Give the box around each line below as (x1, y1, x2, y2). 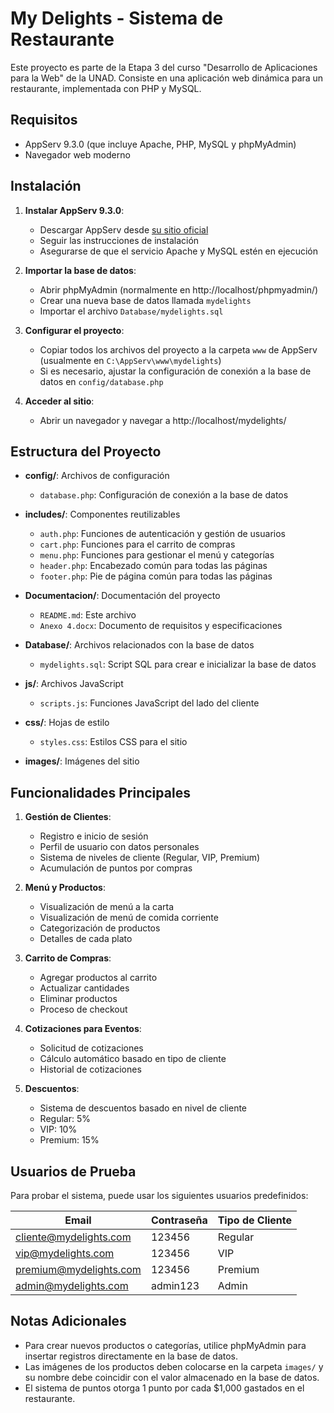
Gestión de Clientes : (24, 811, 112, 823)
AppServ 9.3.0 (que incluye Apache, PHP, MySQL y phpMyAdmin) (24, 138, 297, 150)
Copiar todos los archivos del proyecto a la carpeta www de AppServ (39, 343, 318, 356)
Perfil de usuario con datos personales (39, 841, 200, 853)
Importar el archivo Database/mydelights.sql (39, 305, 224, 317)
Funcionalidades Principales (10, 784, 191, 801)
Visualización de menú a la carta (39, 901, 175, 913)
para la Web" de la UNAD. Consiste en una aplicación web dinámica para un (10, 72, 324, 84)
